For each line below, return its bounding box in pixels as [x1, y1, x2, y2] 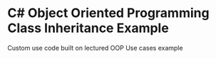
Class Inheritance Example [7, 20, 169, 36]
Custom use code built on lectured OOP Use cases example [7, 43, 183, 52]
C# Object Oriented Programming [7, 5, 210, 21]
